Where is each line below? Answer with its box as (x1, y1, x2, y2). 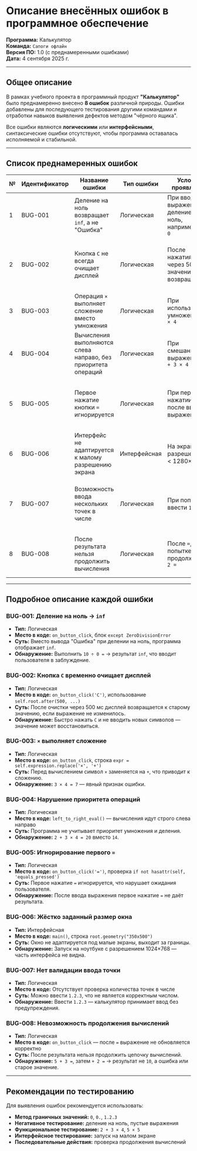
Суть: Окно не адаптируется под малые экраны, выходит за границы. (14, 938, 191, 946)
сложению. (14, 774, 43, 781)
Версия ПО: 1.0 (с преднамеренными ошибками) (6, 48, 129, 55)
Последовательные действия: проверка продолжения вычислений (14, 1139, 186, 1146)
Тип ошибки (123, 180, 159, 188)
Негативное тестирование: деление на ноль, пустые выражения (14, 1120, 179, 1127)
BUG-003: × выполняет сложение (6, 737, 107, 745)
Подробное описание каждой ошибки (6, 594, 154, 604)
